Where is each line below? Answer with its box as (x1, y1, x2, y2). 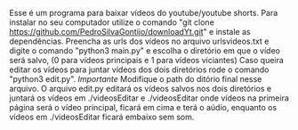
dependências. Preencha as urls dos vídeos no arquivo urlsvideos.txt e (9, 36, 270, 46)
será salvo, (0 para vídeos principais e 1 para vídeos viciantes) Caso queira (9, 55, 285, 65)
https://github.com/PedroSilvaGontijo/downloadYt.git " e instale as (9, 27, 251, 37)
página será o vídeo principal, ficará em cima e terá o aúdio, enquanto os (9, 102, 278, 112)
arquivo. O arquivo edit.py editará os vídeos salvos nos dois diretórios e (9, 84, 272, 93)
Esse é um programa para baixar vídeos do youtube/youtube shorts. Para (9, 8, 278, 18)
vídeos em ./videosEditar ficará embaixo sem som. (9, 111, 195, 122)
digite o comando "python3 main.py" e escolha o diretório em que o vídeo (9, 45, 280, 56)
